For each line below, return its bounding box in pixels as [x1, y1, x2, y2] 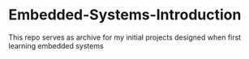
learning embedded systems [8, 40, 104, 50]
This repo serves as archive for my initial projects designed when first [8, 32, 242, 42]
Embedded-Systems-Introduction [8, 6, 242, 24]
